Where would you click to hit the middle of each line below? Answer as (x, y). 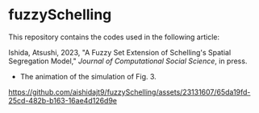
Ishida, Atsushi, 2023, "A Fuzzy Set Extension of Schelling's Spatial (120, 52)
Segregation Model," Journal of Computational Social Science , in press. (128, 61)
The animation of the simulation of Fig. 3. (88, 76)
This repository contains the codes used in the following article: (114, 37)
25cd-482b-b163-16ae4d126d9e (63, 100)
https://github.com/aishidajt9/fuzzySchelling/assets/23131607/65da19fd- (129, 92)
